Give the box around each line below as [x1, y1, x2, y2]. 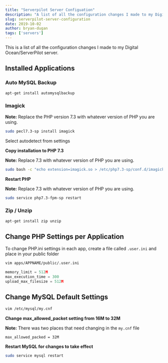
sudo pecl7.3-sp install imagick [5, 129, 75, 134]
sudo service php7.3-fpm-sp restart [5, 195, 81, 200]
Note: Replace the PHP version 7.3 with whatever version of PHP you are [5, 114, 155, 120]
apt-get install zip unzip [5, 218, 61, 223]
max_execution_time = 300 [5, 274, 59, 279]
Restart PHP [5, 176, 31, 182]
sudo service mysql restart [5, 353, 64, 358]
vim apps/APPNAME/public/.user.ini [5, 261, 79, 266]
